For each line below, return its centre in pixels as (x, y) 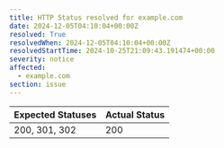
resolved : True (38, 34)
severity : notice (42, 59)
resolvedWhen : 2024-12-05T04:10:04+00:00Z (90, 43)
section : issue (38, 84)
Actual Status (134, 115)
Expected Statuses (55, 115)
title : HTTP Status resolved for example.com (96, 17)
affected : (28, 68)
